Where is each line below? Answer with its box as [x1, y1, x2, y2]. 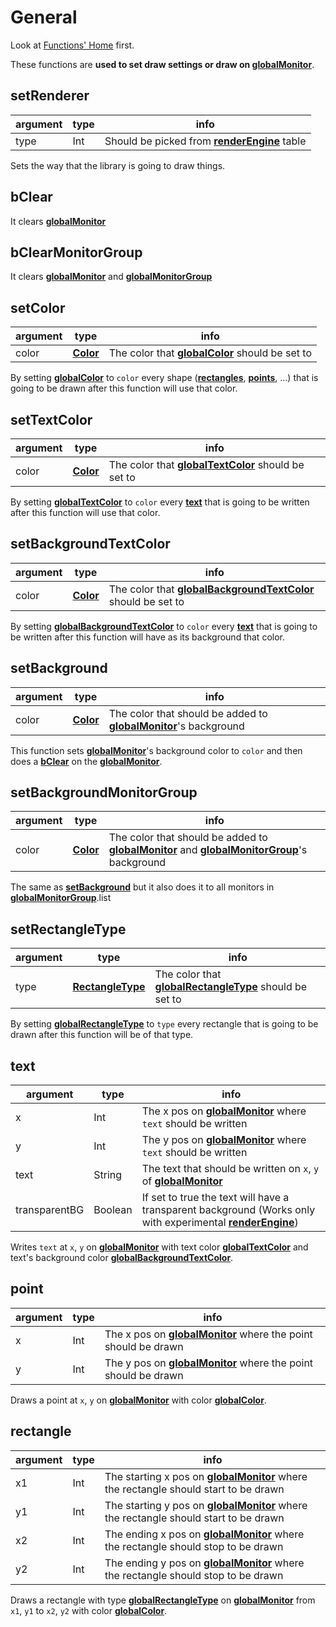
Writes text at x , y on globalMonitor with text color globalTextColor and [10, 1241, 309, 1253]
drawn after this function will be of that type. [10, 1029, 194, 1041]
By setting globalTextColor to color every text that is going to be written [10, 496, 310, 508]
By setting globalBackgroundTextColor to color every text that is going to [10, 620, 318, 632]
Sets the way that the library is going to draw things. [10, 159, 226, 171]
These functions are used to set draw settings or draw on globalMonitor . [10, 58, 315, 70]
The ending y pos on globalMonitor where [104, 1556, 305, 1570]
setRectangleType [10, 921, 127, 938]
